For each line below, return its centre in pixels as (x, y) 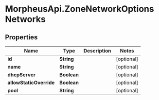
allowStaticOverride (31, 83)
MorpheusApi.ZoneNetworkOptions (79, 9)
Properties (21, 37)
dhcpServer (21, 75)
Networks (26, 19)
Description (97, 51)
